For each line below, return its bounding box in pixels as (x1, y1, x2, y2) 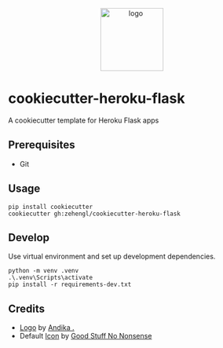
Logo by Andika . (19, 323, 75, 332)
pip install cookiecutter (8, 203, 93, 211)
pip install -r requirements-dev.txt (8, 280, 132, 289)
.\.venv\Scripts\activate (8, 274, 93, 282)
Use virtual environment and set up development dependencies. (8, 251, 216, 262)
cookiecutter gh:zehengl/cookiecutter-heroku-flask (8, 210, 181, 218)
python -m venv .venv (8, 267, 79, 275)
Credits (8, 302, 46, 315)
